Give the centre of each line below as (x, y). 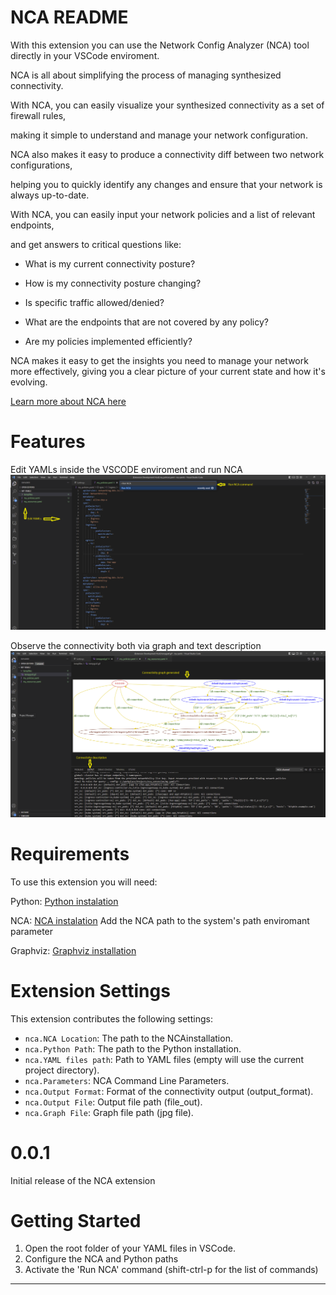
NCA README (69, 17)
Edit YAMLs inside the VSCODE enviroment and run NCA (126, 469)
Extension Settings (90, 990)
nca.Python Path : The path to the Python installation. (133, 1048)
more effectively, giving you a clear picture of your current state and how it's (168, 371)
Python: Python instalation (64, 901)
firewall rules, (38, 115)
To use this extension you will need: (84, 882)
